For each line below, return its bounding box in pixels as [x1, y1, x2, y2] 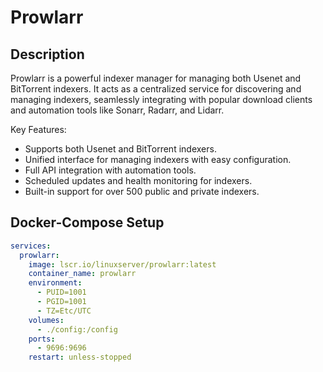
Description [10, 46, 85, 63]
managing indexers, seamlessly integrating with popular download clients [10, 94, 313, 105]
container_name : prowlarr [28, 269, 137, 279]
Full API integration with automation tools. [24, 164, 197, 176]
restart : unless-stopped [28, 352, 132, 363]
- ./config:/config [36, 324, 118, 335]
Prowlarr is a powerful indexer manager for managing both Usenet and [10, 72, 302, 84]
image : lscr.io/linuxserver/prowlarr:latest [28, 259, 217, 270]
